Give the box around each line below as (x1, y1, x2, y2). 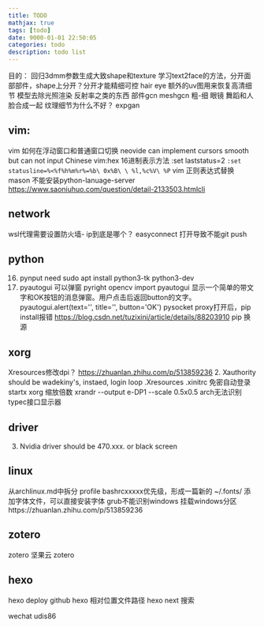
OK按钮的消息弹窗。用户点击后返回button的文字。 (33, 293, 196, 302)
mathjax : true (8, 19, 55, 27)
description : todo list (8, 48, 87, 56)
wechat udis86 (8, 611, 57, 621)
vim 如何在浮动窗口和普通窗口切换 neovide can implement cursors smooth (8, 145, 250, 155)
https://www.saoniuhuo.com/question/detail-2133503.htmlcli (8, 184, 206, 193)
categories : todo (8, 41, 65, 49)
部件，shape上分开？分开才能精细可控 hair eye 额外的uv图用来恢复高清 (14, 81, 246, 90)
